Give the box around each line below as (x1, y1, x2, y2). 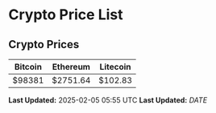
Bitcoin (14, 62, 43, 72)
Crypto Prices (8, 38, 80, 51)
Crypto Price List (8, 6, 123, 24)
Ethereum (52, 62, 91, 72)
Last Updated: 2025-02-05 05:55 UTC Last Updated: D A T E (8, 95, 208, 105)
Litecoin (99, 62, 131, 72)
